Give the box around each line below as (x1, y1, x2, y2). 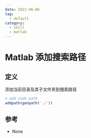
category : (5, 20, 25, 26)
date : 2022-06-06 (5, 7, 40, 12)
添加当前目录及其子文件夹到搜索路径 (5, 87, 77, 92)
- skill (9, 25, 25, 30)
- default (9, 16, 29, 21)
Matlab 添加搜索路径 (5, 52, 86, 63)
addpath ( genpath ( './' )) (5, 100, 53, 106)
